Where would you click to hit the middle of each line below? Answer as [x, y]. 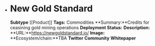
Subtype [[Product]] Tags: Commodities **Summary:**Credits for [80, 22]
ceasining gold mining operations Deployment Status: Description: [80, 27]
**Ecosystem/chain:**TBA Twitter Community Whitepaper [73, 38]
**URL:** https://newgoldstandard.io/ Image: [57, 33]
